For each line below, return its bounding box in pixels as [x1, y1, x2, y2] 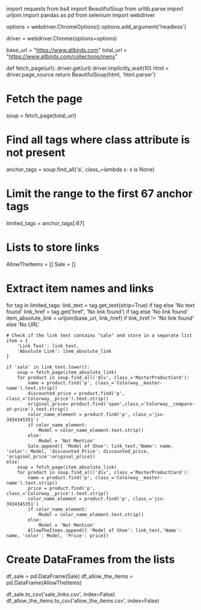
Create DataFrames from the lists [6, 552, 175, 566]
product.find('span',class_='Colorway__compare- [70, 400, 196, 407]
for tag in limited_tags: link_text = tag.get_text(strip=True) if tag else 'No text [6, 301, 195, 309]
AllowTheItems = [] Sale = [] [6, 260, 76, 267]
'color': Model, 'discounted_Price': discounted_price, [6, 448, 149, 454]
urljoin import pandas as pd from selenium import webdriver [6, 11, 155, 19]
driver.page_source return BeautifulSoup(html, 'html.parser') [6, 71, 156, 78]
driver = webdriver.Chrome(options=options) [6, 35, 117, 42]
